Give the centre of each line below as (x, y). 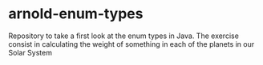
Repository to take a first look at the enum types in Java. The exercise (123, 36)
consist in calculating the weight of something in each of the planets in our (131, 44)
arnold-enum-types (76, 14)
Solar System (30, 52)
